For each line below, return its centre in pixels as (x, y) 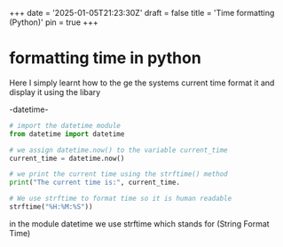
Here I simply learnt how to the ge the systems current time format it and (142, 83)
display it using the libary (55, 92)
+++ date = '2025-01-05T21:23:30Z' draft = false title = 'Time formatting (142, 13)
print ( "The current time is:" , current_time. (94, 183)
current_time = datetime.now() (67, 158)
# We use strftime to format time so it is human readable (121, 199)
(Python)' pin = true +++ (54, 22)
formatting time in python (105, 58)
